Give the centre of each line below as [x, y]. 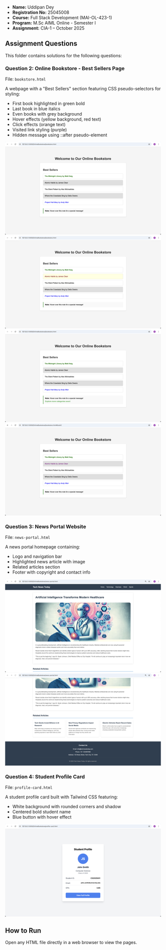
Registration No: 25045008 [41, 12]
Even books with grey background [47, 114]
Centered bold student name [41, 812]
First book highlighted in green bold [48, 104]
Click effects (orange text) [39, 124]
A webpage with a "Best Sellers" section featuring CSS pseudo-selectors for [83, 89]
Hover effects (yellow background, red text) [57, 119]
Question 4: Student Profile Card [45, 777]
